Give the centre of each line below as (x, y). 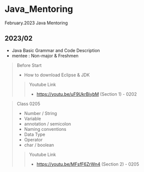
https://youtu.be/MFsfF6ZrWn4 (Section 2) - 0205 (88, 164)
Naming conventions (45, 129)
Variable (33, 118)
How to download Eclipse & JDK (57, 75)
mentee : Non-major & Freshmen (45, 56)
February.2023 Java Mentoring (36, 23)
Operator (33, 139)
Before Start (29, 65)
